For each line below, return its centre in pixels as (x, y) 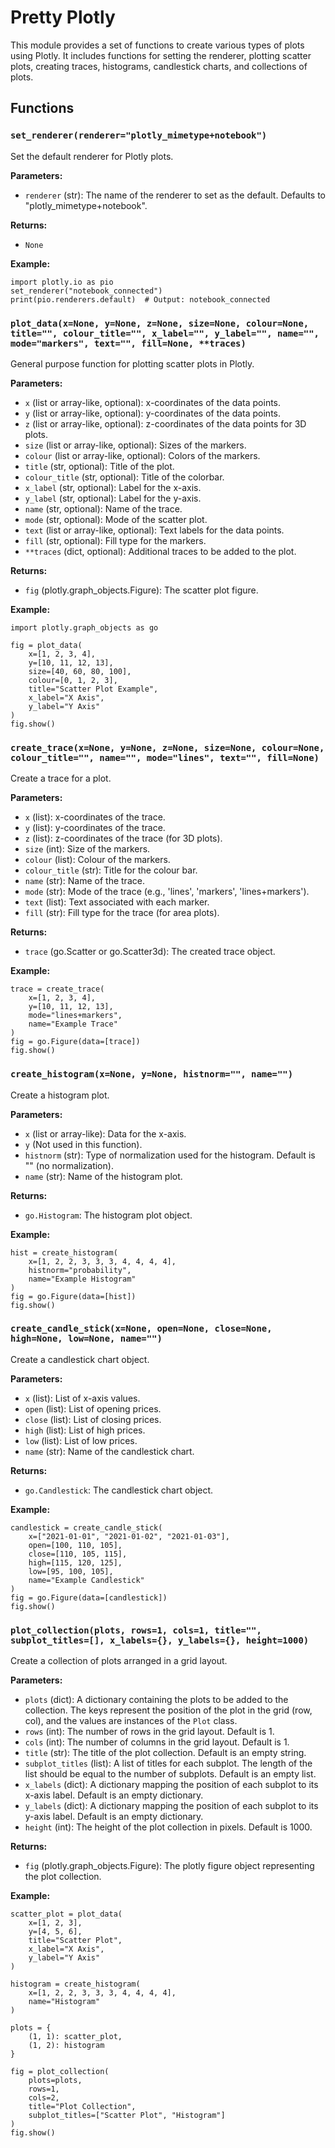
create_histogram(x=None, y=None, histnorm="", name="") (152, 1074)
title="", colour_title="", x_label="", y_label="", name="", (165, 333)
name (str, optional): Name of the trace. (103, 508)
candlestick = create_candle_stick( (86, 1527)
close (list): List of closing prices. (93, 1419)
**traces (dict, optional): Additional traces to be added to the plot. (160, 551)
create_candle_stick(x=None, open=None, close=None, (141, 1329)
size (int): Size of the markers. (87, 849)
